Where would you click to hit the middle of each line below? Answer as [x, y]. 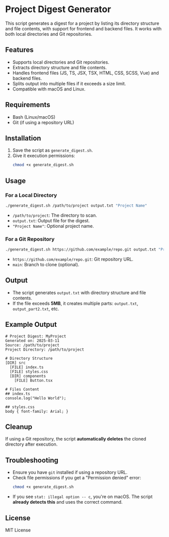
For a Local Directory [31, 195]
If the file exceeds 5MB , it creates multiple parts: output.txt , [75, 303]
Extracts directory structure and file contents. [60, 67]
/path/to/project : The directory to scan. [55, 215]
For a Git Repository [30, 239]
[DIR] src [16, 363]
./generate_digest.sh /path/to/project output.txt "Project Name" [76, 206]
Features [19, 50]
